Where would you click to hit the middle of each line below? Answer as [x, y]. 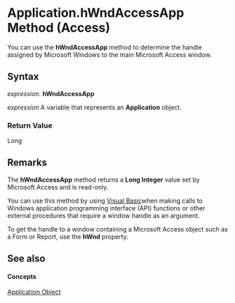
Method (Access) [59, 28]
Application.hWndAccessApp [96, 13]
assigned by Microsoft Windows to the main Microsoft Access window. [109, 55]
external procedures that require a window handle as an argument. [103, 215]
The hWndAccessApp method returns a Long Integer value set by [103, 180]
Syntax [23, 77]
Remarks [27, 163]
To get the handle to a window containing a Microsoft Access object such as [117, 229]
